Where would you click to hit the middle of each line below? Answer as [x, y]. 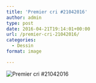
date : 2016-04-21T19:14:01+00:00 [48, 29]
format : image [24, 51]
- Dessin [23, 46]
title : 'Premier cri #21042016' [47, 12]
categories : [21, 40]
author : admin [24, 18]
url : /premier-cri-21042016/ [43, 35]
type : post [20, 23]
